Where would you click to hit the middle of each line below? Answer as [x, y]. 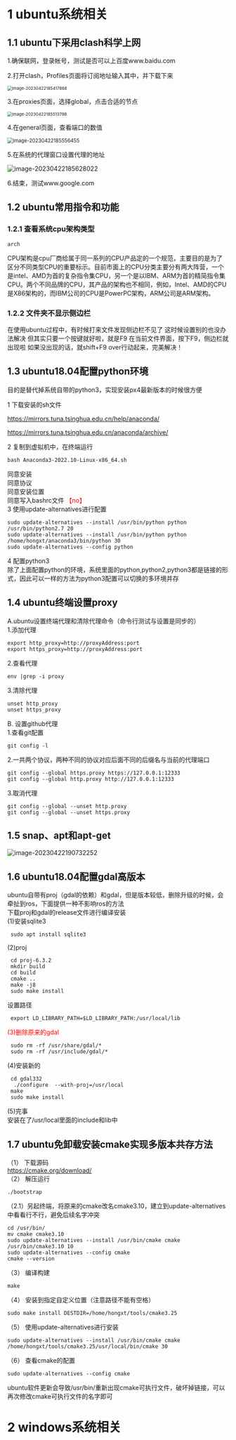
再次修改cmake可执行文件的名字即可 [60, 1396]
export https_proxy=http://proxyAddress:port [75, 649]
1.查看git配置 [26, 732]
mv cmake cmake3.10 [36, 1234]
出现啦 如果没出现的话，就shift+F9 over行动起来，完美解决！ [95, 347]
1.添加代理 [22, 630]
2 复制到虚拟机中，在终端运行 [50, 447]
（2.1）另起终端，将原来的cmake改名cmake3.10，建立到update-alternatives [117, 1206]
